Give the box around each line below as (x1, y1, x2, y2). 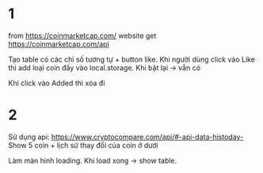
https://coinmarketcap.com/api (8, 39, 109, 48)
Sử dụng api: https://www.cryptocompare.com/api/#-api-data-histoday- (8, 132, 244, 141)
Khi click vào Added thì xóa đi (8, 78, 105, 88)
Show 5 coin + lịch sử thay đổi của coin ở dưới (8, 140, 158, 150)
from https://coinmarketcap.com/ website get (8, 31, 157, 40)
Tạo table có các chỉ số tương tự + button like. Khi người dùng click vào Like (8, 55, 256, 64)
